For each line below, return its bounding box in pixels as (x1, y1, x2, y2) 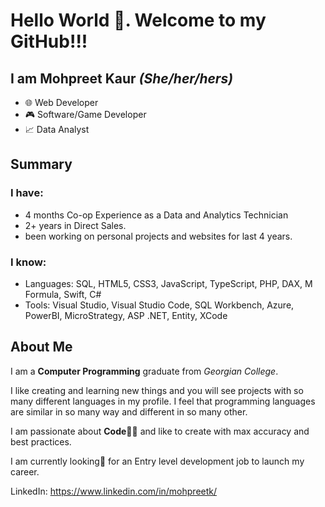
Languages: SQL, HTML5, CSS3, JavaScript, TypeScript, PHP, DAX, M (24, 277, 313, 289)
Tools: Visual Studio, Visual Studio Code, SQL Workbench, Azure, (24, 299, 295, 311)
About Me (10, 339, 73, 356)
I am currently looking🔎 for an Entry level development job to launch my (10, 455, 305, 467)
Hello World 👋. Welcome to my (10, 9, 267, 32)
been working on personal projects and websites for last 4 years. (24, 230, 293, 242)
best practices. (10, 435, 72, 448)
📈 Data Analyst (24, 124, 90, 135)
